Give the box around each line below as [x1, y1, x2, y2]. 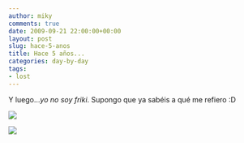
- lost [8, 72, 31, 80]
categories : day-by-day [8, 58, 89, 66]
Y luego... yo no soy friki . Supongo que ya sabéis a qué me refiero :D [8, 94, 237, 104]
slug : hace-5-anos [8, 42, 71, 50]
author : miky [8, 11, 53, 20]
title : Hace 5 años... [8, 50, 85, 58]
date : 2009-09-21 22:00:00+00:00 [8, 27, 122, 35]
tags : [8, 65, 27, 73]
